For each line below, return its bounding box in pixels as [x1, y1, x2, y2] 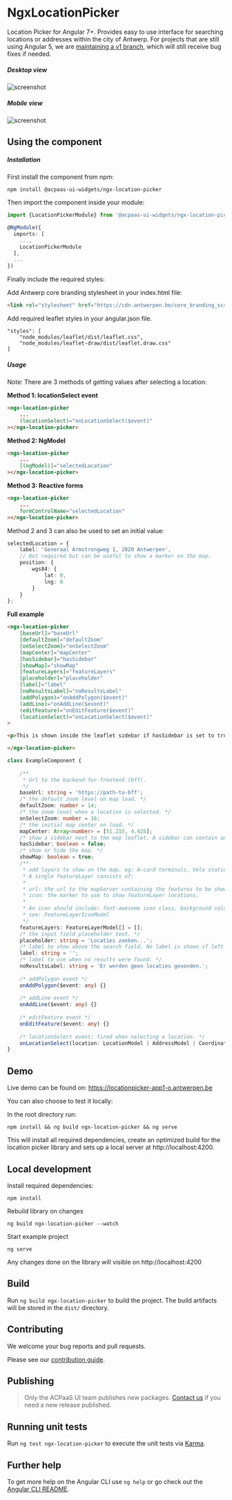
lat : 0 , [43, 572, 67, 579]
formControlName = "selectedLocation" [19, 508, 126, 515]
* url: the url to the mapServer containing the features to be [22, 885, 212, 892]
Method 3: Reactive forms [7, 481, 84, 490]
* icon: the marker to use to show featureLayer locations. [22, 892, 199, 899]
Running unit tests [7, 1421, 88, 1432]
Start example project [7, 1232, 69, 1240]
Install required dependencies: [7, 1181, 94, 1189]
